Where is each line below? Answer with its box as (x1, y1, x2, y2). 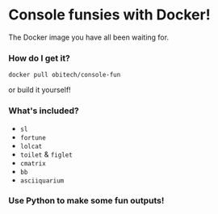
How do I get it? (8, 52, 71, 64)
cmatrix (19, 159, 46, 167)
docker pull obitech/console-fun (8, 71, 121, 79)
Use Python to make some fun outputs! (8, 195, 165, 207)
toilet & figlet (19, 149, 73, 159)
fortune (19, 133, 46, 142)
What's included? (8, 105, 79, 116)
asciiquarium (19, 176, 65, 185)
